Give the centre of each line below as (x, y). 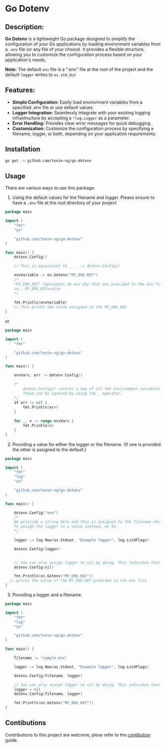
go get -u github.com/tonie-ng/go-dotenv (48, 161)
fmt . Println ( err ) (41, 407)
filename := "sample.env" (41, 658)
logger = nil (27, 689)
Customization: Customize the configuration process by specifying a (83, 128)
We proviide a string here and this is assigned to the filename (83, 522)
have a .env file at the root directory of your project (64, 203)
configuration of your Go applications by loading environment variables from (83, 44)
